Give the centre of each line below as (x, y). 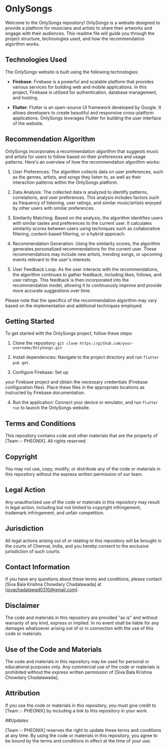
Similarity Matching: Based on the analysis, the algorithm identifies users (88, 218)
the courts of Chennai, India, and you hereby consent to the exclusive (77, 546)
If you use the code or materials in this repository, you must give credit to (81, 705)
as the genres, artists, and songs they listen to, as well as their (77, 177)
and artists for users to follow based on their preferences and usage (75, 157)
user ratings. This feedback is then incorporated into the (71, 280)
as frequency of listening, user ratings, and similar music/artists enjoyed (87, 203)
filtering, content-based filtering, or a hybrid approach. (69, 233)
